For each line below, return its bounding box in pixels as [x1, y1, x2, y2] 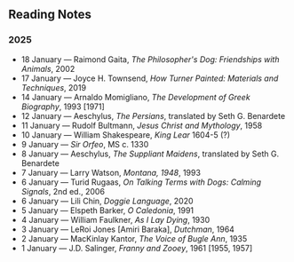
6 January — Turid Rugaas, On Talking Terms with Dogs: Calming [20, 177, 262, 187]
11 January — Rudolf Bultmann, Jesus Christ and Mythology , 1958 [20, 120, 263, 131]
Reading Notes [8, 7, 92, 22]
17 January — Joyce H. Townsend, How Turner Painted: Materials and [20, 73, 279, 83]
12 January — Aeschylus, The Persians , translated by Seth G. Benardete [20, 110, 286, 121]
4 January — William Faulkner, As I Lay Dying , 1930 [20, 214, 211, 225]
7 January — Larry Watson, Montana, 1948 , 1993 [20, 167, 202, 178]
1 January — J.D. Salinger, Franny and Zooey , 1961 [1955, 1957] [20, 242, 253, 253]
